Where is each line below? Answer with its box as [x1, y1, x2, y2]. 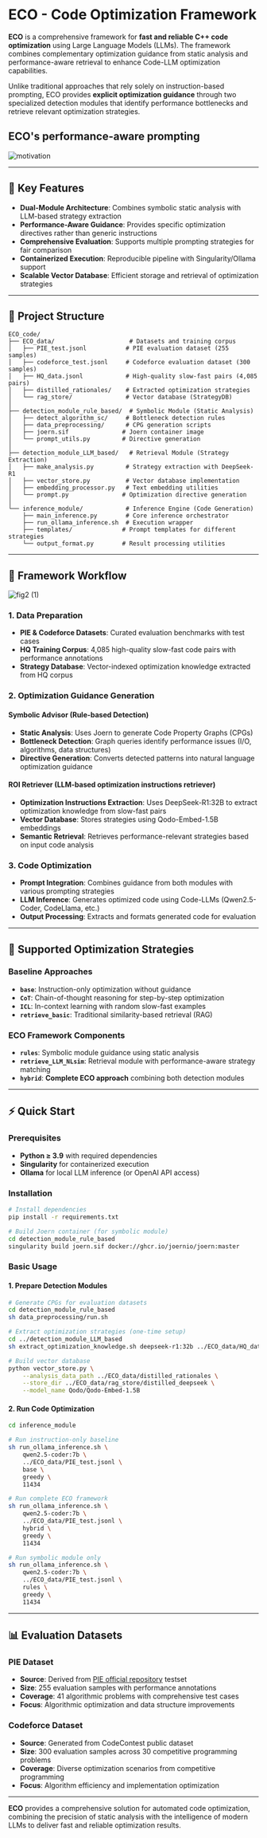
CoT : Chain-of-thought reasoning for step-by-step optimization [19, 992, 225, 1002]
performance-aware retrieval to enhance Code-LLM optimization [8, 57, 221, 67]
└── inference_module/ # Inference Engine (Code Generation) [8, 505, 254, 513]
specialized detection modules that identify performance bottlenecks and [8, 98, 249, 108]
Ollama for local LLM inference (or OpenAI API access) [19, 1168, 200, 1177]
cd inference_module [8, 1421, 77, 1430]
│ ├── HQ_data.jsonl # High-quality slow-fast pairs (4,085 [8, 372, 258, 380]
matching [19, 1065, 51, 1074]
